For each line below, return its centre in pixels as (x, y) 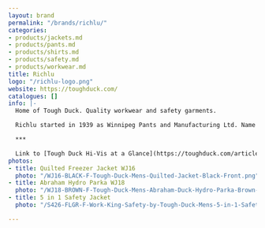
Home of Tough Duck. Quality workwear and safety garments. (116, 111)
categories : (28, 30)
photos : (21, 161)
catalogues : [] (33, 96)
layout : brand (32, 15)
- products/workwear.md (47, 67)
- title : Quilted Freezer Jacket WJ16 (72, 168)
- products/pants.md (42, 45)
